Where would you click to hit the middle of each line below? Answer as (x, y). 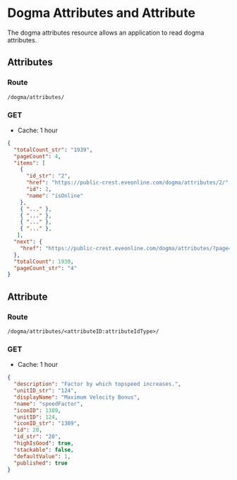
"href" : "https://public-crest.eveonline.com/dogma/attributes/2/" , (129, 183)
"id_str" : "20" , (37, 437)
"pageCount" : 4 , (37, 156)
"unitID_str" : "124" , (45, 391)
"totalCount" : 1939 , (44, 262)
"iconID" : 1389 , (37, 410)
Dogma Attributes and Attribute (102, 13)
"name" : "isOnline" (54, 196)
